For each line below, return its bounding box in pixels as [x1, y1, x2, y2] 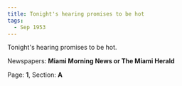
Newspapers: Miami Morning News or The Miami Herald [7, 57, 176, 65]
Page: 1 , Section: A [7, 70, 63, 79]
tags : [7, 17, 23, 24]
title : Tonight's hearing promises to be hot [7, 10, 144, 18]
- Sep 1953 [14, 23, 46, 31]
